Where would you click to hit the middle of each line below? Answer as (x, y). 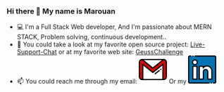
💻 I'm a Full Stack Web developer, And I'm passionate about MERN (114, 27)
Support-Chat (37, 52)
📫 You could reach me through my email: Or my (102, 81)
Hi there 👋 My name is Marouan (61, 11)
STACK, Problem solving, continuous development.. (92, 37)
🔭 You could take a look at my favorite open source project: (103, 44)
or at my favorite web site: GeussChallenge (121, 52)
